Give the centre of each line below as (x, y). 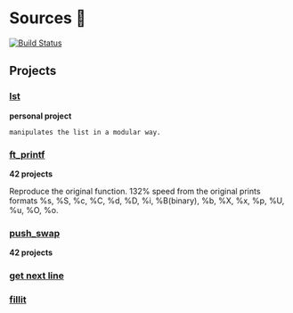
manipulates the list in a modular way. (85, 132)
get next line (37, 276)
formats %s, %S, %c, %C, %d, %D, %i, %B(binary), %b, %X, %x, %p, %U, (147, 201)
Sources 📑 (48, 18)
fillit (18, 300)
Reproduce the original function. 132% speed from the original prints (135, 191)
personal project (41, 116)
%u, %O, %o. (34, 210)
